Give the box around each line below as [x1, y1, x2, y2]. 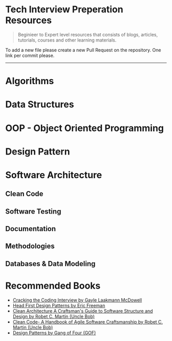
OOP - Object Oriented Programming [5, 122, 164, 134]
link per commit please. [5, 52, 55, 59]
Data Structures [5, 99, 74, 110]
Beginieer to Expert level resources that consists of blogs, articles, [17, 31, 158, 37]
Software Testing [5, 207, 61, 216]
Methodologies [5, 242, 55, 251]
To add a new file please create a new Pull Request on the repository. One [5, 47, 161, 53]
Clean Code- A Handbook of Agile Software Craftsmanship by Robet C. [12, 318, 163, 325]
